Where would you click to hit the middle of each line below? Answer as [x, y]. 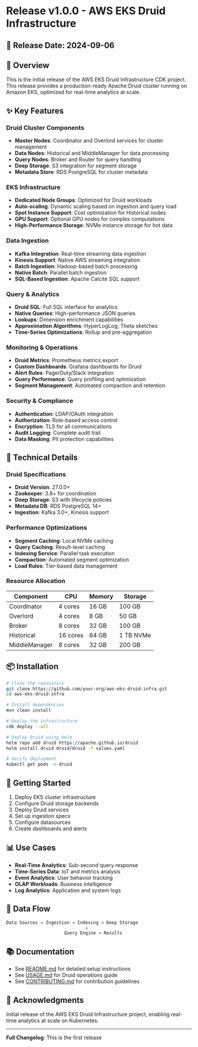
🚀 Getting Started [39, 783]
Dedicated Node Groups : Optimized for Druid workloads [83, 200]
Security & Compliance [40, 401]
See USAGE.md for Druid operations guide [66, 975]
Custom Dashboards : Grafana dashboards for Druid [78, 367]
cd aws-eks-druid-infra [35, 694]
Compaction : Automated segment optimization [72, 559]
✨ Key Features [35, 111]
